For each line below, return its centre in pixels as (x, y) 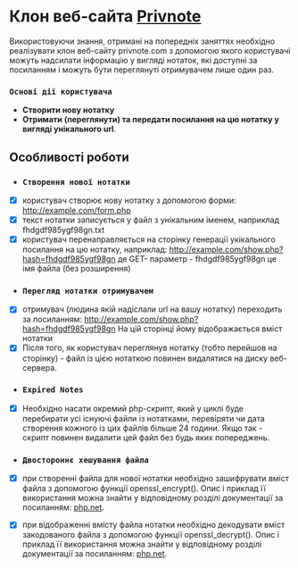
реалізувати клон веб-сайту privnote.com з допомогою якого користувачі (150, 50)
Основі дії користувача (61, 92)
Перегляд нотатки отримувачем (88, 291)
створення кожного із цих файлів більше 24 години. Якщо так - (142, 428)
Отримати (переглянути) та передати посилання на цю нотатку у (150, 120)
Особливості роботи (69, 157)
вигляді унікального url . (69, 129)
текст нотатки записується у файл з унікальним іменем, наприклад (150, 220)
